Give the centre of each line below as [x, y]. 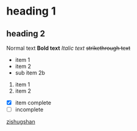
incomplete [29, 110]
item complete [33, 102]
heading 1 [31, 11]
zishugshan [21, 122]
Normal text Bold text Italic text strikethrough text [68, 48]
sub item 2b [30, 73]
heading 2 [26, 34]
